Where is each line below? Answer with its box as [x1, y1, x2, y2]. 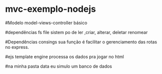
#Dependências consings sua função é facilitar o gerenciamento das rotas [5, 38, 158, 45]
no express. [5, 44, 29, 50]
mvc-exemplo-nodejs [5, 3, 96, 15]
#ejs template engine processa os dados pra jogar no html [5, 53, 124, 60]
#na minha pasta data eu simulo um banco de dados [5, 63, 112, 69]
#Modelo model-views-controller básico [5, 20, 88, 26]
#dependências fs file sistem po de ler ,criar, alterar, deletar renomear [5, 29, 148, 35]
